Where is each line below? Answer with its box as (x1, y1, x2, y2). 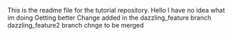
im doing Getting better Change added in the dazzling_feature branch (7, 13, 212, 22)
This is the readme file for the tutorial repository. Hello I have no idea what (7, 6, 226, 14)
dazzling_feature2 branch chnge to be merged (7, 21, 144, 29)
